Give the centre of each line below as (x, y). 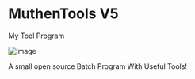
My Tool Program (36, 36)
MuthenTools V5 (63, 14)
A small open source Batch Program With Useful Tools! (98, 66)
